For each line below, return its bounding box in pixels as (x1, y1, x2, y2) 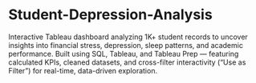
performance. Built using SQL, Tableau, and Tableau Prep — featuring (8, 49, 239, 58)
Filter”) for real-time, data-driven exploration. (8, 65, 158, 75)
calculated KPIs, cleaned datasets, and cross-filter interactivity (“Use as (8, 57, 246, 67)
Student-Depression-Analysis (8, 6, 213, 24)
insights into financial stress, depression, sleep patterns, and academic (8, 40, 243, 49)
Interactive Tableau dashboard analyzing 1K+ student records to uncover (8, 32, 249, 41)
